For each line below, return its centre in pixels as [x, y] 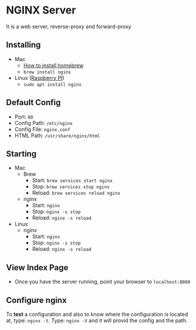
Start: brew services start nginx [72, 180]
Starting [21, 154]
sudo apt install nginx [53, 85]
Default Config [33, 102]
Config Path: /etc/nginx [44, 123]
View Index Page [37, 267]
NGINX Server [41, 10]
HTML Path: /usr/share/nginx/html [57, 135]
